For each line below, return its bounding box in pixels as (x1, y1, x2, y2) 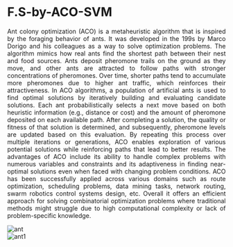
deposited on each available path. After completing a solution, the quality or (7, 115, 226, 123)
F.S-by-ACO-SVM (7, 4, 112, 20)
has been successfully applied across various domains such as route (7, 174, 226, 182)
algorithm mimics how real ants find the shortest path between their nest (7, 49, 226, 58)
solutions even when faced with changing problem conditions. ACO (30, 167, 226, 176)
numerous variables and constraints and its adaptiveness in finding (7, 160, 208, 168)
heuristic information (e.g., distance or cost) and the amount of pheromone (7, 108, 226, 117)
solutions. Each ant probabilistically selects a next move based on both (7, 101, 226, 109)
